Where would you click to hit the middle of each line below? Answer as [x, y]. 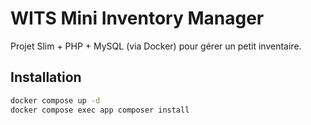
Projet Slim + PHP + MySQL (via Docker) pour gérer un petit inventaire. [156, 46]
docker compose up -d [55, 100]
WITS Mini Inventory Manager [137, 18]
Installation [46, 77]
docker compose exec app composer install [100, 110]
